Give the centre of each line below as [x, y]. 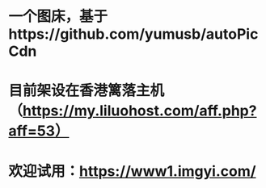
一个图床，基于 [58, 17]
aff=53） [39, 131]
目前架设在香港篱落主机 [87, 91]
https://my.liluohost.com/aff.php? [140, 111]
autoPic [232, 34]
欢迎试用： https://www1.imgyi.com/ [132, 171]
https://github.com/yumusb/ [108, 34]
